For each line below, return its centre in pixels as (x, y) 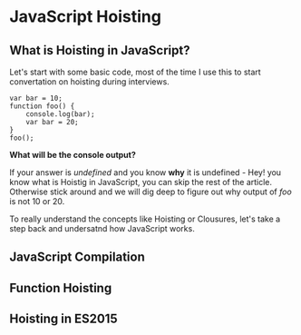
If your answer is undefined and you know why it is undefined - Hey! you (146, 172)
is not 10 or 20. (37, 201)
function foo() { (42, 106)
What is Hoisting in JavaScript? (100, 50)
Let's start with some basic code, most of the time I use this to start (135, 72)
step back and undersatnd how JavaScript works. (102, 228)
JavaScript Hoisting (85, 17)
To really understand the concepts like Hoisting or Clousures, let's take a (145, 219)
